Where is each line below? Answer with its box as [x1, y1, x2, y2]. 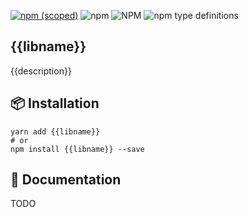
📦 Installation [10, 95, 100, 112]
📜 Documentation [10, 171, 122, 189]
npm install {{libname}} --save [10, 144, 145, 154]
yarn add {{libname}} [10, 126, 101, 137]
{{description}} [10, 65, 72, 77]
